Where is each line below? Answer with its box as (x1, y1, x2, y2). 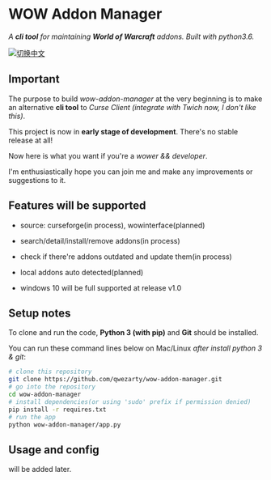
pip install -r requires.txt (8, 406, 107, 414)
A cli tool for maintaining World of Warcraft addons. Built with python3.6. (8, 32, 255, 41)
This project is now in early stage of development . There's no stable (8, 126, 239, 136)
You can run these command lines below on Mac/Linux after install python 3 (8, 343, 263, 353)
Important (8, 72, 60, 86)
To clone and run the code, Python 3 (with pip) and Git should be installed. (8, 328, 259, 338)
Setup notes (8, 306, 71, 320)
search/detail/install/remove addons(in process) (19, 236, 180, 245)
